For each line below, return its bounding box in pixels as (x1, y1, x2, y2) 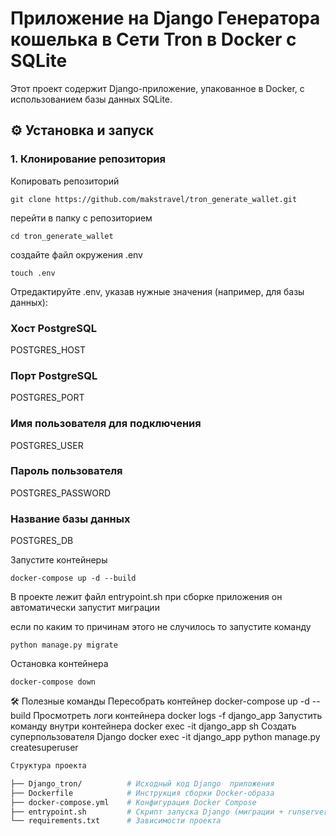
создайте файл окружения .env (10, 248, 143, 261)
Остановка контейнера (10, 658, 109, 670)
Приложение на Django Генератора (10, 7, 321, 30)
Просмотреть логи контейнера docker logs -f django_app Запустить (33, 710, 323, 722)
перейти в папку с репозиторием (10, 212, 153, 224)
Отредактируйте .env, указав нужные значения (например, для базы (10, 285, 305, 297)
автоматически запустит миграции (10, 602, 160, 614)
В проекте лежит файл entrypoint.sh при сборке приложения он (10, 591, 283, 603)
